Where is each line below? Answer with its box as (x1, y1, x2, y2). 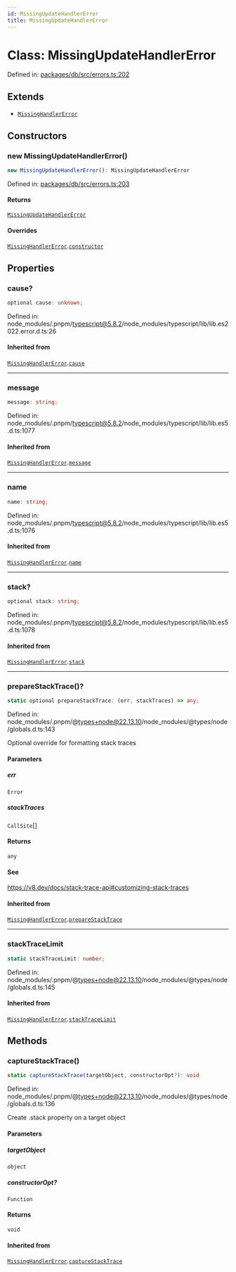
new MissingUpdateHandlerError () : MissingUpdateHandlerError (7, 167, 190, 174)
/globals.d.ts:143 (7, 725, 55, 734)
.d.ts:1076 (7, 526, 36, 535)
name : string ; (7, 498, 49, 505)
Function (7, 1195, 33, 1203)
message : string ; (7, 399, 58, 406)
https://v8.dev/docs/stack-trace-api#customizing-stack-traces (7, 884, 190, 892)
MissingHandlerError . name (7, 557, 82, 566)
